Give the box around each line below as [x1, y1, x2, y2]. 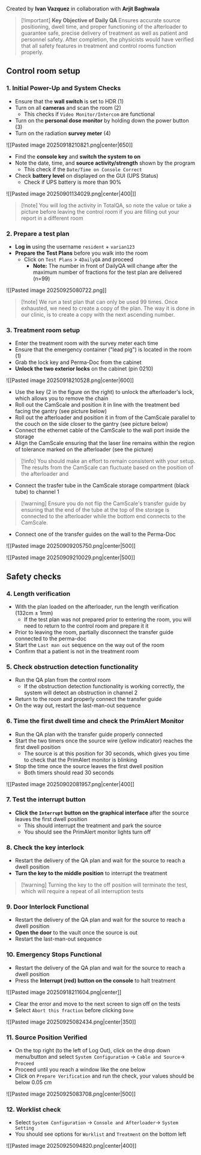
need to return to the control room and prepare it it [23, 622, 149, 629]
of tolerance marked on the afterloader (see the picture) [14, 446, 154, 453]
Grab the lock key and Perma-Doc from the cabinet [14, 359, 142, 366]
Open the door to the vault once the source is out [14, 929, 138, 936]
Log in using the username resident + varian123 [14, 243, 135, 250]
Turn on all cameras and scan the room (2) [14, 104, 121, 111]
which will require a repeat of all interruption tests [20, 888, 144, 895]
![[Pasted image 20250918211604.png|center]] [6, 988, 122, 996]
